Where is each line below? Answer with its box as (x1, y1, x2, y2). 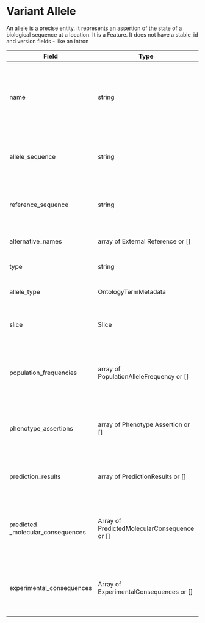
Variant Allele (6, 4, 76, 18)
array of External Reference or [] (98, 237, 191, 246)
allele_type (9, 287, 41, 296)
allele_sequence (9, 152, 56, 161)
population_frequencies (9, 368, 77, 377)
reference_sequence (9, 200, 69, 209)
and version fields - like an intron (6, 37, 89, 45)
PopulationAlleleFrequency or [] (98, 372, 189, 381)
